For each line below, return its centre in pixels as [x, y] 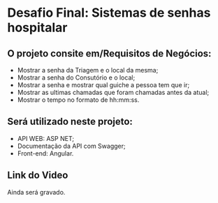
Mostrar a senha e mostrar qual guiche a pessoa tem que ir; [103, 85]
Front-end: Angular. [45, 153]
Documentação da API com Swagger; [71, 146]
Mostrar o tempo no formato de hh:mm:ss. [78, 100]
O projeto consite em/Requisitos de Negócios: [109, 53]
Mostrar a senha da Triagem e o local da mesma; [88, 70]
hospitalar [37, 28]
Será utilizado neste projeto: [70, 122]
